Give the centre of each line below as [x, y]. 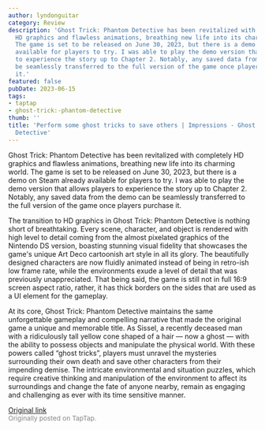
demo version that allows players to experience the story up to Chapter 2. [128, 188]
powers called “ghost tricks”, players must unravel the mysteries [112, 353]
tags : [17, 96]
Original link [28, 410]
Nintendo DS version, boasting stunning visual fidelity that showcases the [128, 246]
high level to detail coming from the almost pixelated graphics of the [119, 237]
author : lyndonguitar [44, 15]
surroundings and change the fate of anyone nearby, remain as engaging [127, 386]
